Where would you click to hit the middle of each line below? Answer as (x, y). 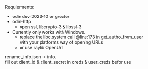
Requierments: (20, 7)
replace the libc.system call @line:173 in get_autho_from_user (81, 37)
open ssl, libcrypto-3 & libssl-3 (50, 27)
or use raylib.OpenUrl (41, 47)
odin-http (21, 22)
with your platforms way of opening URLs (61, 42)
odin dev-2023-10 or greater (41, 16)
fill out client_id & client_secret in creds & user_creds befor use (68, 62)
